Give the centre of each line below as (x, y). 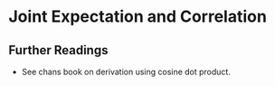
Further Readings (58, 50)
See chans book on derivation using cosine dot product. (126, 72)
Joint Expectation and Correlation (138, 17)
